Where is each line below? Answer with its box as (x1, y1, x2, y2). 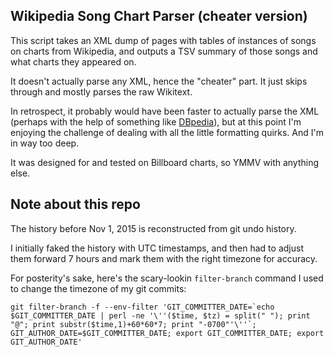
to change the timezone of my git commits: (10, 282, 187, 294)
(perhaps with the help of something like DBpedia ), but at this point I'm (10, 115, 302, 128)
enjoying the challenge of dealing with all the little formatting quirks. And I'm (10, 126, 324, 138)
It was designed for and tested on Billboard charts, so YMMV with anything (10, 156, 320, 168)
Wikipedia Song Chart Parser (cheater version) (10, 8, 308, 25)
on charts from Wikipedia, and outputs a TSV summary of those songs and (10, 45, 318, 57)
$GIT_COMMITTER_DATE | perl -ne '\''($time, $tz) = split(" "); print (10, 310, 311, 321)
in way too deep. (10, 137, 80, 149)
